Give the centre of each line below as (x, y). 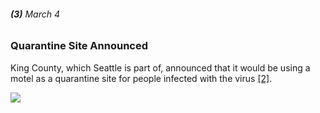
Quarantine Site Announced (79, 46)
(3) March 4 (35, 14)
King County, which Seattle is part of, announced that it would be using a (160, 67)
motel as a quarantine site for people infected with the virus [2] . (141, 78)
